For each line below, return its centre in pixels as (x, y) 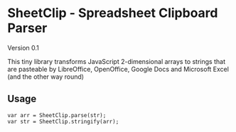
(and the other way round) (45, 77)
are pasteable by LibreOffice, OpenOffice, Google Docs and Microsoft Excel (118, 69)
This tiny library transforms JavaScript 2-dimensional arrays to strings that (117, 61)
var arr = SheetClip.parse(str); (57, 115)
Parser (27, 28)
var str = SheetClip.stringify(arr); (63, 121)
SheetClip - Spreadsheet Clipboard (113, 13)
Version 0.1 (23, 48)
